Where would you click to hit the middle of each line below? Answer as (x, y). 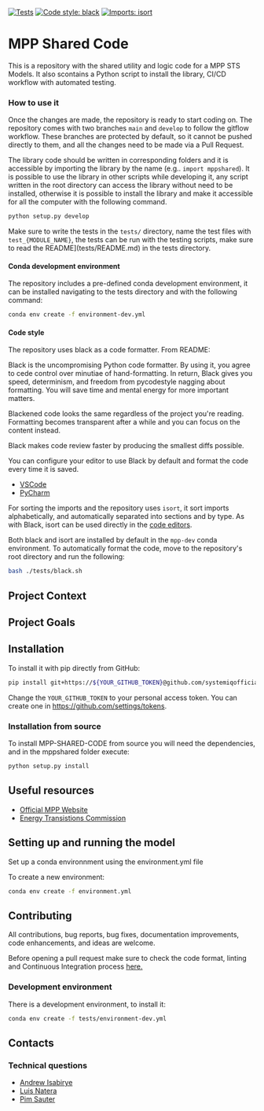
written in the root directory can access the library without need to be (121, 186)
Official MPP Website (53, 809)
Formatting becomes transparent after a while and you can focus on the (125, 422)
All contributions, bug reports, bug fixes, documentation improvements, (124, 935)
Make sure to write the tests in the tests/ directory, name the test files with (130, 231)
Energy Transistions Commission (73, 818)
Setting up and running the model (92, 842)
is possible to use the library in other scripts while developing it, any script (128, 177)
